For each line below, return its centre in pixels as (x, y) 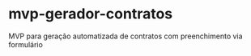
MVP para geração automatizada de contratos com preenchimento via (125, 36)
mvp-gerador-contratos (90, 14)
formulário (26, 44)
